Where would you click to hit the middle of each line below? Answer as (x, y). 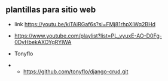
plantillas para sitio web (51, 10)
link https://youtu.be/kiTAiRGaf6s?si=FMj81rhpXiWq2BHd (85, 24)
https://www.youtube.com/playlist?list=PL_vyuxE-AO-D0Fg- (88, 36)
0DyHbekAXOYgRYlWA (43, 42)
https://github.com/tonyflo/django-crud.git (76, 71)
